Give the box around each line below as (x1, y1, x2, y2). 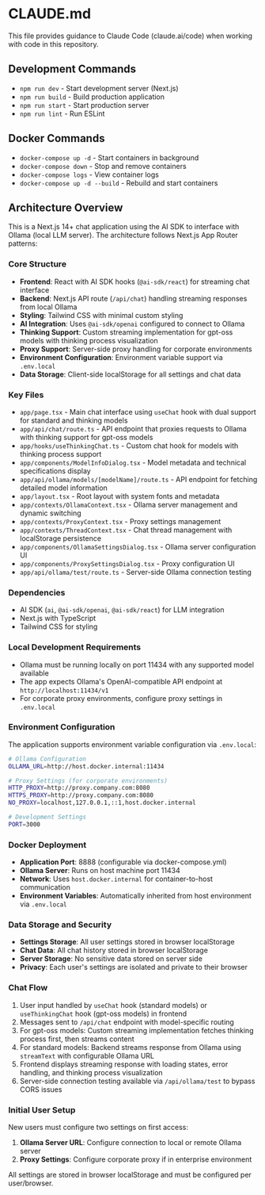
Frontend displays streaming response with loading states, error (19, 1059, 229, 1069)
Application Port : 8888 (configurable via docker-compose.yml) (19, 857, 227, 867)
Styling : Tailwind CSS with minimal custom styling (19, 310, 184, 320)
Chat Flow (8, 982, 48, 994)
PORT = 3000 (8, 820, 41, 829)
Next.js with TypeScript (19, 614, 97, 623)
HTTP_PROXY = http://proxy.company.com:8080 (8, 784, 150, 792)
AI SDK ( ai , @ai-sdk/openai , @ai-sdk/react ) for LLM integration (19, 605, 225, 615)
